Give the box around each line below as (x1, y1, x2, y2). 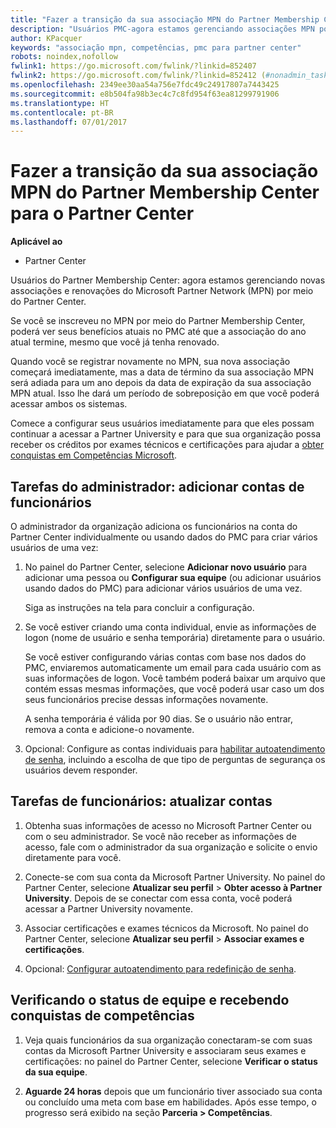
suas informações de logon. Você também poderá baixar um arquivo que (24, 672, 326, 684)
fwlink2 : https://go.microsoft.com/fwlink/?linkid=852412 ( (10, 71, 267, 81)
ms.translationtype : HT (10, 98, 110, 108)
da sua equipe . (24, 1066, 88, 1078)
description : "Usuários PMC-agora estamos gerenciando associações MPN (10, 24, 315, 34)
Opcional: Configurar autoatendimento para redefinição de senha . (24, 962, 297, 975)
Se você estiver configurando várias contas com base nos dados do (24, 651, 307, 663)
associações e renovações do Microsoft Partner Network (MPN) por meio (10, 285, 314, 297)
